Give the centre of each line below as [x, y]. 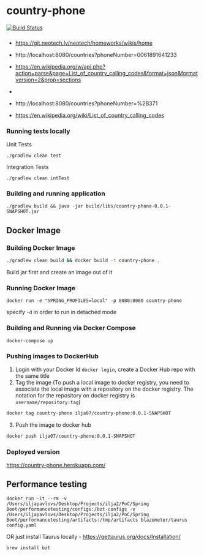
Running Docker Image [41, 288]
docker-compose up [30, 340]
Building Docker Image [41, 247]
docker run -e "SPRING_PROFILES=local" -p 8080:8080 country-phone [94, 301]
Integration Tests [28, 167]
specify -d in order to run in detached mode [62, 312]
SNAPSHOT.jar [23, 212]
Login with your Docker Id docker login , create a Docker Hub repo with [105, 369]
